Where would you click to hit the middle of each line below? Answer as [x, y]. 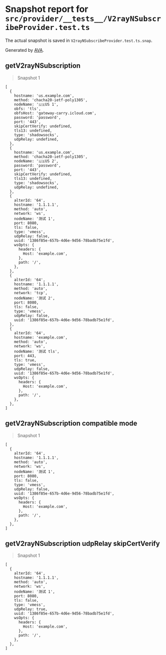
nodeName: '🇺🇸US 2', [36, 161]
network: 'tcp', [31, 293]
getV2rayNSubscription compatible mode [71, 423]
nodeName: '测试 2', [35, 298]
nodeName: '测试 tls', [37, 351]
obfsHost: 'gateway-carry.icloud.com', [55, 113]
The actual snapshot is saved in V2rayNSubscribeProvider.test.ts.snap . [79, 40]
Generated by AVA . [25, 50]
